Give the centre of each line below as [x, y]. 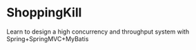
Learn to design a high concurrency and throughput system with [98, 32]
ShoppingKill [44, 13]
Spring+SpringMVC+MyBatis [48, 38]
